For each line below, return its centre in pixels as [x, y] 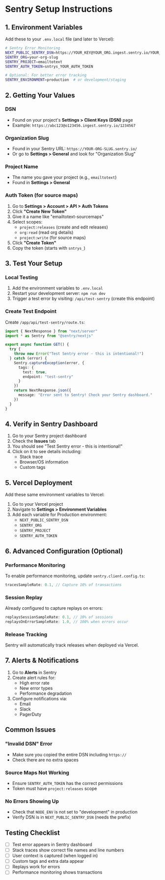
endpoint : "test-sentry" [48, 377]
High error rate [35, 683]
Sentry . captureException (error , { [49, 363]
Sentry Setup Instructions [59, 9]
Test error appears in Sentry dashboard [52, 845]
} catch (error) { [28, 359]
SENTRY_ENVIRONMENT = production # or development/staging [66, 80]
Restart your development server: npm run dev [59, 293]
